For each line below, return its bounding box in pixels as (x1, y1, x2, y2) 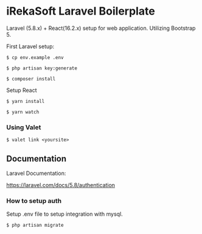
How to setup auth (6, 196, 62, 205)
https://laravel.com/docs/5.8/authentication (6, 182, 116, 189)
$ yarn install (6, 98, 45, 104)
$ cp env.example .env (6, 54, 64, 60)
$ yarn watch (6, 108, 40, 115)
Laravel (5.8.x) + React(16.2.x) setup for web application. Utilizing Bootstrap (6, 24, 196, 32)
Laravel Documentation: (6, 169, 66, 177)
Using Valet (6, 123, 41, 132)
